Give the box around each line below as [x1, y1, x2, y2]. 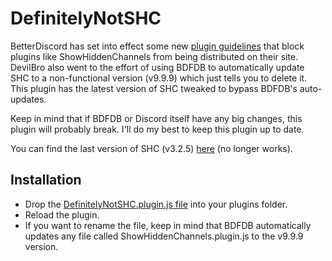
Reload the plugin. [24, 208, 100, 221]
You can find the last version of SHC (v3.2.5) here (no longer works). [10, 142, 293, 154]
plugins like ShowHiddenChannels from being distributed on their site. [10, 50, 299, 62]
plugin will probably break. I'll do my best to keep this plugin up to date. [10, 123, 305, 135]
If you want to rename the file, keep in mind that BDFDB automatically [24, 219, 312, 231]
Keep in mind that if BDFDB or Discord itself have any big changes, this [10, 112, 303, 124]
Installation [10, 172, 82, 189]
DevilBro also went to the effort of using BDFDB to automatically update [10, 61, 305, 73]
